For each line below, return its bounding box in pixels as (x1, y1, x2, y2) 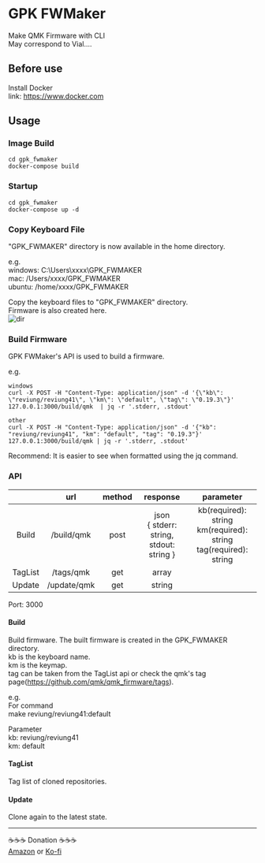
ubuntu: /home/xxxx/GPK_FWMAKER (8, 282, 129, 292)
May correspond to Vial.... (8, 39, 92, 48)
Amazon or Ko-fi (8, 846, 62, 856)
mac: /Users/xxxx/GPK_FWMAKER (8, 273, 121, 284)
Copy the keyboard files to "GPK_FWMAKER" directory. (8, 297, 188, 307)
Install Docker (8, 83, 53, 92)
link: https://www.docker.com (8, 91, 104, 101)
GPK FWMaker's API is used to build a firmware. (8, 352, 165, 361)
